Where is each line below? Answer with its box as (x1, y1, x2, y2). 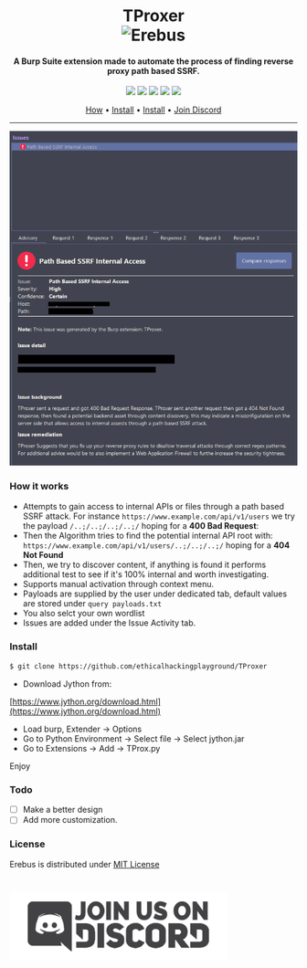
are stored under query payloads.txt (22, 597, 163, 608)
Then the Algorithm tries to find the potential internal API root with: (22, 530, 273, 541)
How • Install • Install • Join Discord (85, 104, 222, 115)
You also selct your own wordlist (22, 607, 145, 618)
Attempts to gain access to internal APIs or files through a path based (22, 500, 285, 511)
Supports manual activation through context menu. (22, 578, 215, 589)
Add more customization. (22, 815, 118, 826)
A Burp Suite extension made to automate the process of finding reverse (13, 56, 294, 67)
